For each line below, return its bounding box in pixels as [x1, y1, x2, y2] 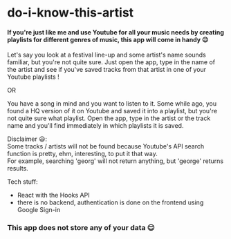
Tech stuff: [7, 178, 38, 186]
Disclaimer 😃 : [7, 135, 47, 143]
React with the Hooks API [17, 191, 90, 200]
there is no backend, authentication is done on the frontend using [17, 198, 204, 207]
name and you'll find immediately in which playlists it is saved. [7, 122, 184, 130]
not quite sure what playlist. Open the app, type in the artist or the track [7, 114, 211, 122]
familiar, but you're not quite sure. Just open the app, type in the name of [7, 58, 216, 66]
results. [7, 164, 29, 173]
